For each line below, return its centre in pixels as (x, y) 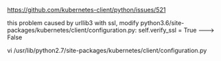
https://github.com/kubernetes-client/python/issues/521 (86, 10)
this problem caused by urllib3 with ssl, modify (73, 23)
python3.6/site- (162, 23)
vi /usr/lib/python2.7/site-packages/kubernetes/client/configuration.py (107, 50)
